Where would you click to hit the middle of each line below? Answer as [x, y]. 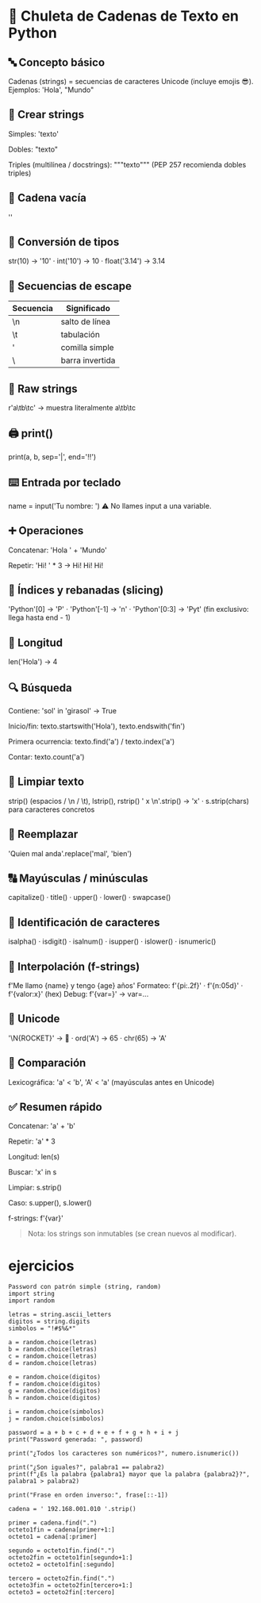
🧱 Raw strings [43, 388]
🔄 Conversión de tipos [64, 242]
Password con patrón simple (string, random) [84, 1287]
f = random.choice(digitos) [55, 1384]
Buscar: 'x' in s [33, 1172]
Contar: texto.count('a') [46, 756]
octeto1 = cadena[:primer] [53, 1537]
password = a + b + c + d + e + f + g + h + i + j [94, 1433]
